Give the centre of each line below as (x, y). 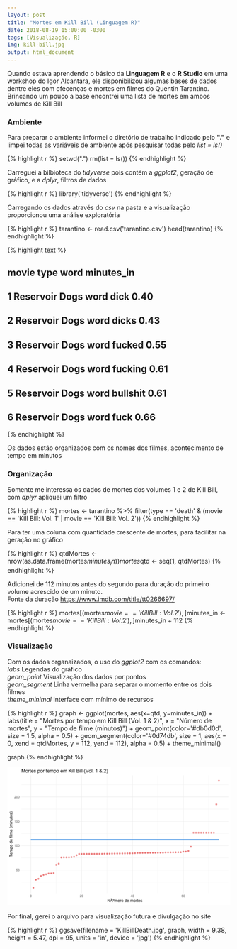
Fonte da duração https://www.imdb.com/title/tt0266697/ (91, 599)
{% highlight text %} (37, 250)
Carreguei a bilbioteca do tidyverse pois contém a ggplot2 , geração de (110, 172)
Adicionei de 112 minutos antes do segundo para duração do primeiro (109, 584)
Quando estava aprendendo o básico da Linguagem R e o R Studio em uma (118, 73)
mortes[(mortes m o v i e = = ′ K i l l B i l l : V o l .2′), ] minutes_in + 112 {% (100, 620)
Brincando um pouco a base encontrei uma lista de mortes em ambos (109, 96)
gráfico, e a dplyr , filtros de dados (57, 180)
